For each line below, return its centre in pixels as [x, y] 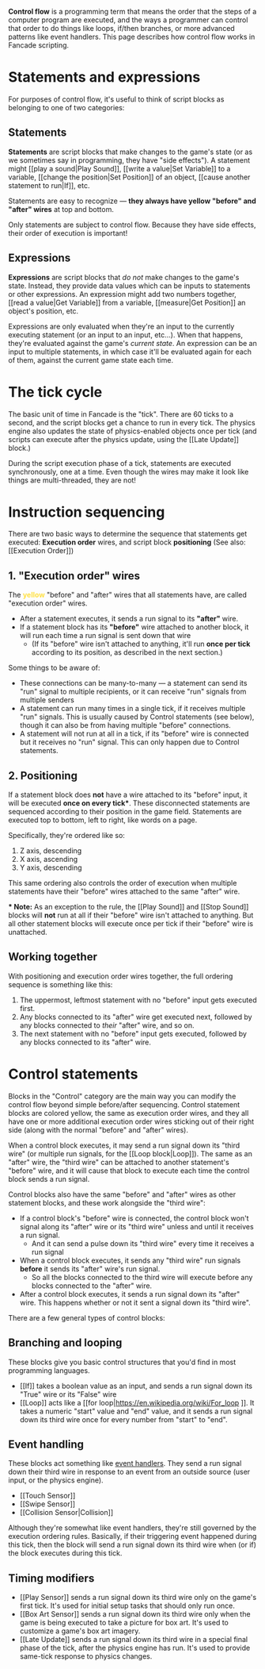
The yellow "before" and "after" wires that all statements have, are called [128, 595]
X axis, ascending [49, 859]
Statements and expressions [104, 77]
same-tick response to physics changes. [86, 1656]
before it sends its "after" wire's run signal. [90, 1268]
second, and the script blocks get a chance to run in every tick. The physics [132, 422]
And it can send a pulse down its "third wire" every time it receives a [143, 1243]
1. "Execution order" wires [74, 576]
